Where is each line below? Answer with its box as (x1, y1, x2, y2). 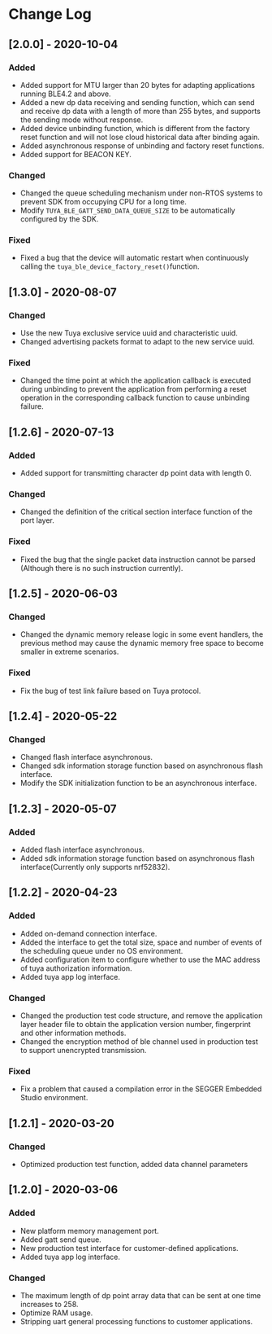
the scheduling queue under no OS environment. (19, 946, 183, 955)
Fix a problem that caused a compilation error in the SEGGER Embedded (19, 1084, 262, 1094)
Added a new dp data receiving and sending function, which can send (19, 97, 255, 107)
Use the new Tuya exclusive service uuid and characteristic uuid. (19, 328, 238, 338)
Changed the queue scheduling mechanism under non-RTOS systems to (19, 188, 263, 198)
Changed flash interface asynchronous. (19, 753, 153, 762)
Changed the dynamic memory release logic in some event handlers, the (19, 630, 264, 639)
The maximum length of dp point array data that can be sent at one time (19, 1291, 261, 1301)
